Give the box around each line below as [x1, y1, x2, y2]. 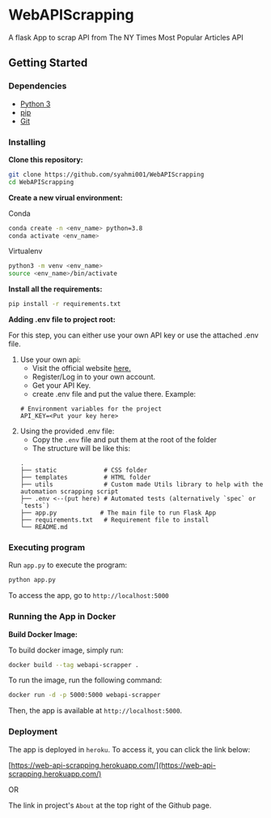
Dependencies [8, 80, 67, 92]
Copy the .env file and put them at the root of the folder [32, 435, 217, 445]
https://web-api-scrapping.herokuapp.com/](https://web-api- [11, 760, 217, 770]
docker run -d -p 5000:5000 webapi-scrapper [8, 691, 161, 700]
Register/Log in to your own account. [32, 372, 156, 382]
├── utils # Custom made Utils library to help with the [19, 480, 264, 489]
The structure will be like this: [32, 444, 131, 454]
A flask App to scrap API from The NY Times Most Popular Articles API [8, 32, 244, 42]
